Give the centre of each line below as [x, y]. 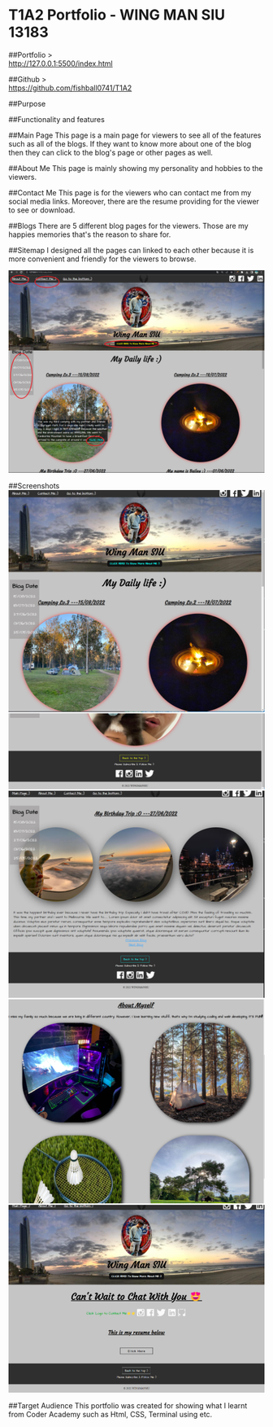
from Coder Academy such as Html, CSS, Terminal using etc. [110, 1414]
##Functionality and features [57, 119]
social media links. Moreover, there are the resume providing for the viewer [134, 201]
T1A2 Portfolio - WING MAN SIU [117, 15]
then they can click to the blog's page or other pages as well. [111, 152]
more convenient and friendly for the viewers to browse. [102, 259]
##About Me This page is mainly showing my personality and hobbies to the [136, 168]
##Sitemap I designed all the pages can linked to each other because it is [131, 250]
